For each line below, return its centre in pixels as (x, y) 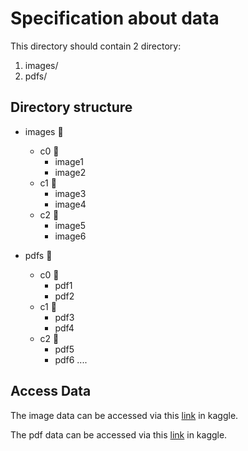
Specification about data (115, 18)
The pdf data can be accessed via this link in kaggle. (119, 434)
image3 (70, 193)
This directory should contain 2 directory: (96, 46)
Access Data (51, 391)
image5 (70, 225)
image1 (69, 161)
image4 (70, 204)
